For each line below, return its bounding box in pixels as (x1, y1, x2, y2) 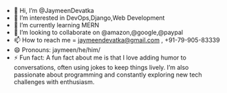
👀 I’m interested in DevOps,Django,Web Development (13, 14, 165, 22)
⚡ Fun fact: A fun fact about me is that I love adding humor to (13, 53, 187, 62)
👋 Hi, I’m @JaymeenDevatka (13, 7, 94, 14)
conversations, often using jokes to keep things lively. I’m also (13, 64, 189, 71)
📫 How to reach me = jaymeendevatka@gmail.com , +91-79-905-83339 (13, 36, 220, 44)
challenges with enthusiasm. (13, 78, 95, 85)
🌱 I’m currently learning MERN (13, 21, 100, 29)
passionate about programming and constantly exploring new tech (13, 70, 202, 79)
